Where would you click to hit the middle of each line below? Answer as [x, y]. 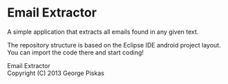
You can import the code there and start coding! [75, 52]
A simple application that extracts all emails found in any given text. [103, 32]
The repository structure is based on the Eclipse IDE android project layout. [114, 45]
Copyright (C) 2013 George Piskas [56, 73]
